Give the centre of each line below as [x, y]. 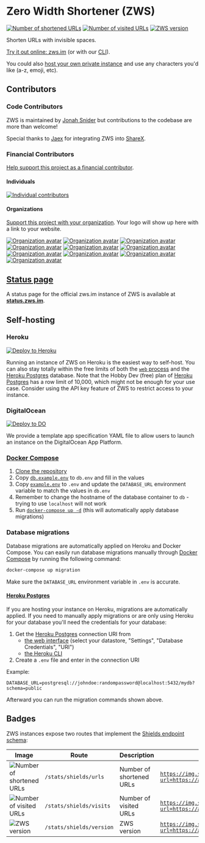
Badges [21, 719]
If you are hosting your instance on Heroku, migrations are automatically [97, 609]
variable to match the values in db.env [63, 491]
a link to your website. [34, 229]
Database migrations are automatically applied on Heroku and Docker [94, 546]
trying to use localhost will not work [61, 504]
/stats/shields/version [79, 827]
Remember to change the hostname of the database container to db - [102, 497]
